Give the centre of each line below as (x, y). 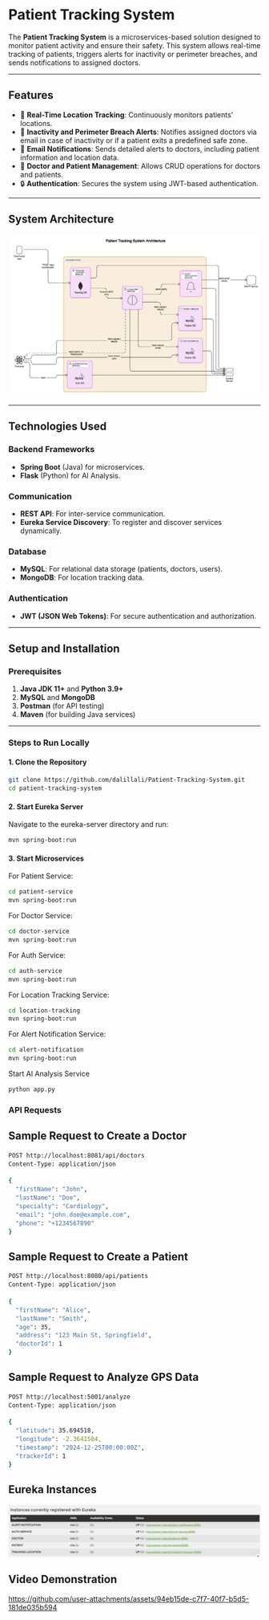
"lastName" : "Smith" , (52, 1318)
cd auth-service (35, 971)
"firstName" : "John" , (52, 1190)
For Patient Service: (41, 876)
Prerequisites (35, 671)
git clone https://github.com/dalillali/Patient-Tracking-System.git (127, 780)
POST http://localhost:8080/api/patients (78, 1276)
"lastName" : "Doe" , (48, 1198)
